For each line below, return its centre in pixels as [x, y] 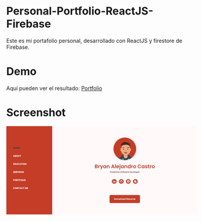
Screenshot [36, 113]
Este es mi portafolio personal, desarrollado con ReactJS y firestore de [94, 40]
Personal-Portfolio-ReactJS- [80, 11]
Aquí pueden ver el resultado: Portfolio [54, 88]
